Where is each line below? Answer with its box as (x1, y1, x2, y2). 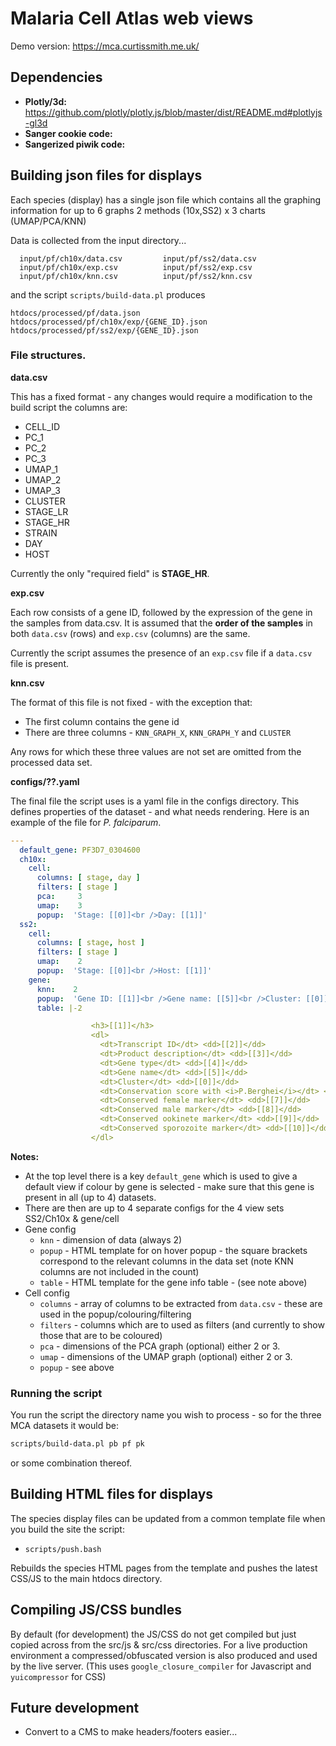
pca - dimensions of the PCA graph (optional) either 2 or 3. (39, 1340, 281, 1352)
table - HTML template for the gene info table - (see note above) (39, 1276, 308, 1288)
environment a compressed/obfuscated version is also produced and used (10, 1649, 318, 1661)
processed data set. (10, 756, 93, 768)
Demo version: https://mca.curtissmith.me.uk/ (10, 40, 200, 52)
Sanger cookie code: (24, 127, 113, 139)
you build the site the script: (10, 1523, 125, 1535)
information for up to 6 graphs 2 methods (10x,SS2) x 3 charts (10, 204, 267, 216)
